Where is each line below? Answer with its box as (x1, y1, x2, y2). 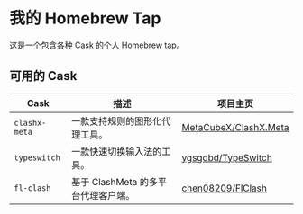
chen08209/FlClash (181, 182, 268, 194)
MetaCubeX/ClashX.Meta (181, 120, 289, 133)
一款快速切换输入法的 (70, 145, 162, 157)
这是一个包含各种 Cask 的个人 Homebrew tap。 (9, 40, 185, 50)
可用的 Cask (9, 68, 78, 84)
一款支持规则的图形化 (70, 114, 162, 127)
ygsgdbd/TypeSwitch (181, 151, 272, 164)
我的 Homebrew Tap (9, 8, 161, 29)
